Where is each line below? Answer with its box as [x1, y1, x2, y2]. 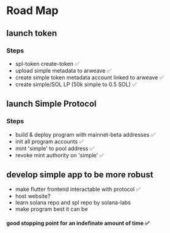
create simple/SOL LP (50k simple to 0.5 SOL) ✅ [15, 81, 137, 88]
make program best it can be [15, 206, 88, 213]
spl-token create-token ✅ [15, 60, 79, 67]
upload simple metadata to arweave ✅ [15, 66, 112, 74]
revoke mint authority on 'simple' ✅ [15, 151, 105, 159]
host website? [15, 193, 51, 200]
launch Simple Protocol [6, 99, 97, 109]
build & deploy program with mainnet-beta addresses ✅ [15, 131, 156, 138]
